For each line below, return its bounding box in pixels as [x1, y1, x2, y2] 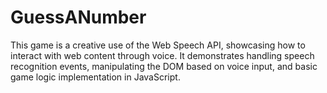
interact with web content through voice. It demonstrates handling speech [10, 49, 315, 61]
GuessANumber [10, 6, 147, 29]
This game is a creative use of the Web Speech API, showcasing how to [10, 39, 306, 51]
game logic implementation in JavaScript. [10, 71, 181, 83]
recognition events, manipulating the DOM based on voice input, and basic [10, 60, 318, 72]
